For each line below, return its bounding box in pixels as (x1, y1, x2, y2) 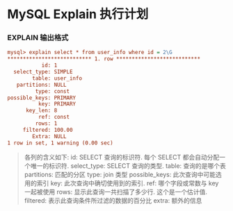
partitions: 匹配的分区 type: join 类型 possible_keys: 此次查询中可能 (24, 170, 216, 178)
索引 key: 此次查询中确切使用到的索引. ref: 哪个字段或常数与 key (36, 178, 219, 187)
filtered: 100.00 (22, 126, 73, 133)
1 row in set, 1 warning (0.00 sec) (7, 140, 113, 146)
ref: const (38, 114, 70, 121)
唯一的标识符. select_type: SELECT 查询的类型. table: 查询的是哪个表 (30, 161, 226, 170)
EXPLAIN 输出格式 (7, 33, 69, 42)
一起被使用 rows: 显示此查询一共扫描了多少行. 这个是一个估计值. (24, 187, 207, 196)
